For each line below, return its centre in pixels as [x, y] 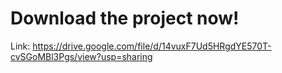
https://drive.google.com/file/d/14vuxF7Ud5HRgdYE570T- [152, 46]
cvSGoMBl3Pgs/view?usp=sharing [81, 56]
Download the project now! [125, 18]
